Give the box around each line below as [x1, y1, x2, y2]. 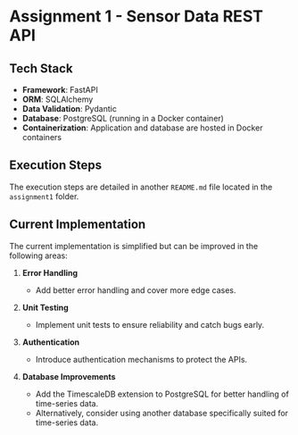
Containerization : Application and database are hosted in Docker [21, 122, 263, 133]
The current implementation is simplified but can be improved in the [9, 240, 259, 251]
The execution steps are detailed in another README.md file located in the [9, 181, 273, 192]
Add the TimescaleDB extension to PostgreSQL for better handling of [35, 389, 290, 399]
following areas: [9, 250, 69, 261]
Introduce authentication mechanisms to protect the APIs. [35, 354, 248, 364]
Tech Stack [9, 61, 73, 76]
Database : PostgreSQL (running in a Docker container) [21, 113, 225, 123]
